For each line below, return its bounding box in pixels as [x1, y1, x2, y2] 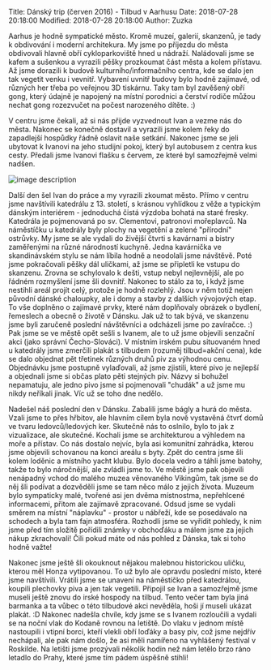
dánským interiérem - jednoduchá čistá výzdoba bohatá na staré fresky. [8, 208, 248, 217]
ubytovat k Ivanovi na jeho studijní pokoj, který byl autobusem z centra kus [8, 142, 257, 151]
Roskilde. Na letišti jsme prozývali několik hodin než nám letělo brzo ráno [8, 644, 251, 654]
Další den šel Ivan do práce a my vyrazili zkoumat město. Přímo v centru [8, 191, 249, 200]
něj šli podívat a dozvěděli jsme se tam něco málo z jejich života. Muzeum [8, 482, 255, 492]
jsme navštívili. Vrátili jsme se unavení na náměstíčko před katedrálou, [8, 575, 241, 585]
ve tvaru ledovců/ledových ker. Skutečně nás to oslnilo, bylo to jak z [8, 422, 235, 431]
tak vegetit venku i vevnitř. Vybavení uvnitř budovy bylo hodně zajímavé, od [8, 75, 260, 84]
